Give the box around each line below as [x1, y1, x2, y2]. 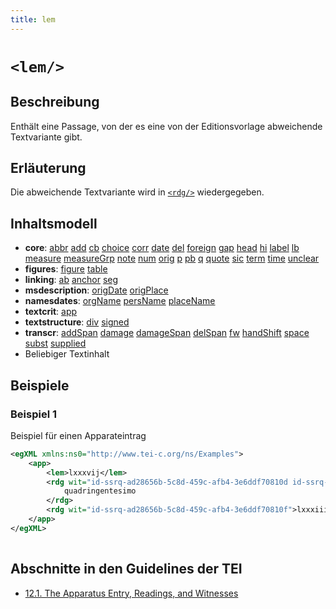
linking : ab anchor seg [24, 274, 119, 286]
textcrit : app [24, 306, 78, 318]
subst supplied [24, 337, 87, 350]
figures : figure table [24, 263, 108, 275]
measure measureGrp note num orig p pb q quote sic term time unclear [24, 252, 320, 265]
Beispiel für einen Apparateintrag [10, 429, 147, 441]
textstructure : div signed [24, 316, 130, 328]
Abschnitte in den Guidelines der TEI [10, 561, 243, 578]
